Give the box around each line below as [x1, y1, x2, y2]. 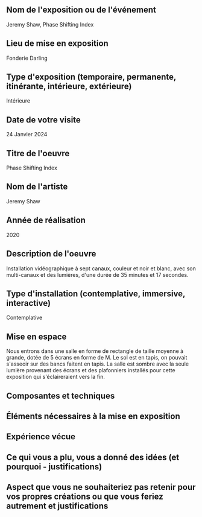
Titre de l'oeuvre [6, 148, 70, 159]
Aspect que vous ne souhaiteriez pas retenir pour [6, 482, 196, 492]
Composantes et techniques [6, 390, 115, 401]
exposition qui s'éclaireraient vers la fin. [6, 373, 106, 381]
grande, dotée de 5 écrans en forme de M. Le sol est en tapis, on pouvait [6, 354, 188, 361]
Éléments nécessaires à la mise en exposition [6, 411, 180, 421]
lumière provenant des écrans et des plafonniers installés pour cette [6, 367, 176, 374]
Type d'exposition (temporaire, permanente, [6, 72, 177, 82]
